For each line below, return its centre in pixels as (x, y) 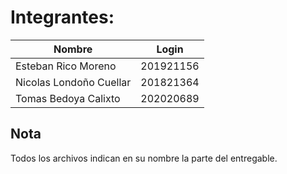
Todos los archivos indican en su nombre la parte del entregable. (144, 158)
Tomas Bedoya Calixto (68, 98)
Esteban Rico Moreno (66, 66)
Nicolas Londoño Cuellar (73, 82)
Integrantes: (62, 17)
